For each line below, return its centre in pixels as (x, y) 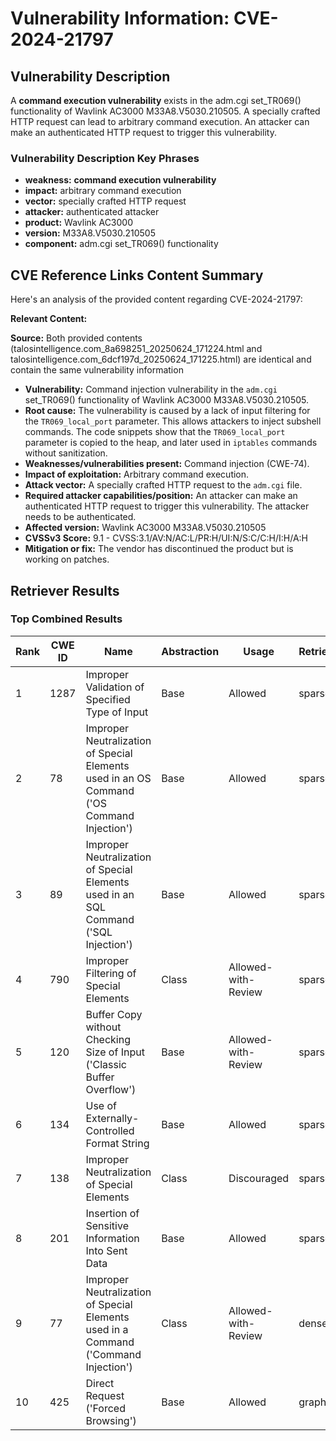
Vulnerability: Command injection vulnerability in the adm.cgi (151, 389)
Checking (108, 1039)
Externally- (112, 1118)
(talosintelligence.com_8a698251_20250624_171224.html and (136, 349)
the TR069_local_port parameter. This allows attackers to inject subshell (173, 421)
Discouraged (259, 1178)
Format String (117, 1143)
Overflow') (111, 1089)
